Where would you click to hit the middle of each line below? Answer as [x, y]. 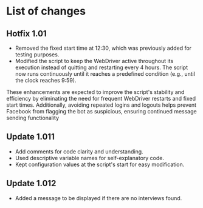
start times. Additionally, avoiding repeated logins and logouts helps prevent [101, 105]
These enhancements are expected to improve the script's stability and [95, 92]
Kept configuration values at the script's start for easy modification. [100, 164]
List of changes [46, 11]
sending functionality [33, 118]
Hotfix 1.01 [26, 34]
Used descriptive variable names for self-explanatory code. [89, 158]
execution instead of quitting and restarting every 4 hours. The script [101, 67]
